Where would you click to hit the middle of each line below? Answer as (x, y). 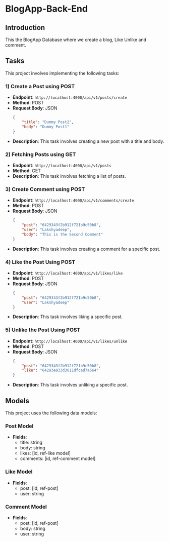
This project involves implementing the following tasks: (62, 73)
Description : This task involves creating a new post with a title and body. (88, 141)
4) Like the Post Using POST (40, 262)
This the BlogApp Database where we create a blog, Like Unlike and (76, 40)
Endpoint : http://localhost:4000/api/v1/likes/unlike (70, 341)
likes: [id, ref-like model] (45, 453)
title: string (31, 442)
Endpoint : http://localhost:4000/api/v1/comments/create (73, 200)
